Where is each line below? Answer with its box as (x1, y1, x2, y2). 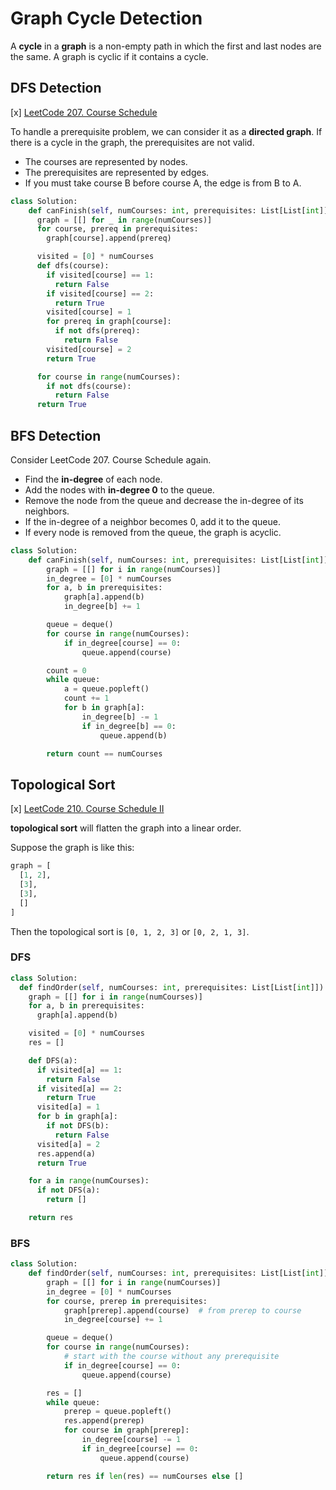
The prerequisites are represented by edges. (24, 166, 210, 178)
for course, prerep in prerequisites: (46, 1296, 208, 1306)
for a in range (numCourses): (28, 1176, 150, 1186)
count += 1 (63, 693, 110, 704)
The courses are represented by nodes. (24, 155, 188, 167)
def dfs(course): (36, 261, 110, 271)
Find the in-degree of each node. (24, 473, 163, 485)
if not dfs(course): (46, 381, 132, 391)
